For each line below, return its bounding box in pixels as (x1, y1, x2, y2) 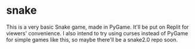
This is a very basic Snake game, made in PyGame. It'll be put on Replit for (6, 23, 189, 30)
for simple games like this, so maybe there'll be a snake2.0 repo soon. (6, 36, 178, 43)
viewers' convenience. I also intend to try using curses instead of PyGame (6, 29, 188, 36)
